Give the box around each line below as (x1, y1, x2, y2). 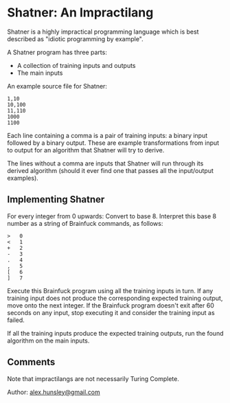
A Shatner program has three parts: (7, 48, 108, 56)
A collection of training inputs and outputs (16, 61, 136, 69)
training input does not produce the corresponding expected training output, (7, 294, 223, 302)
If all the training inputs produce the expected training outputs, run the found (7, 329, 224, 337)
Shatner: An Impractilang (7, 5, 154, 21)
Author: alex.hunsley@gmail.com (7, 388, 101, 396)
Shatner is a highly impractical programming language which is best (7, 27, 199, 36)
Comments (7, 356, 56, 368)
